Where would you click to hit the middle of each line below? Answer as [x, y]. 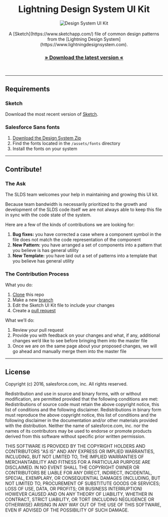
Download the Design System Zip [47, 138]
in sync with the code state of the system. [48, 215]
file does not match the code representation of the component [76, 239]
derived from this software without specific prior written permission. [75, 436]
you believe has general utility [43, 261]
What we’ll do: [20, 320]
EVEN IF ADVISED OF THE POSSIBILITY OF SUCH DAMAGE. [67, 510]
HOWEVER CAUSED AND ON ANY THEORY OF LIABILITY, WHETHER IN [79, 494]
